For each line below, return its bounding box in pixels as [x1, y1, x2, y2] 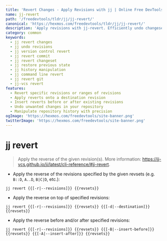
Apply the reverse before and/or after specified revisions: [12, 217, 130, 223]
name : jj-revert [5, 12, 39, 17]
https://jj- [142, 156, 162, 162]
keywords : [5, 35, 26, 40]
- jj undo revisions [10, 44, 53, 49]
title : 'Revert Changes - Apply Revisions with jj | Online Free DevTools [5, 7, 164, 12]
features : [5, 85, 26, 91]
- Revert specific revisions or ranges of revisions [10, 90, 121, 95]
